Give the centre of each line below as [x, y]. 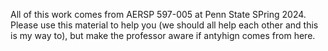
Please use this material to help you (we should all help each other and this [164, 25]
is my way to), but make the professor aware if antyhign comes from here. [163, 35]
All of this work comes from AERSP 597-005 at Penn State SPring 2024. [158, 14]
